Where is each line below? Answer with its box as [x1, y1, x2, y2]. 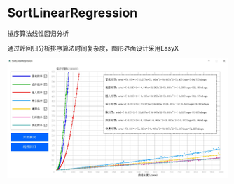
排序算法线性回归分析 [7, 29, 69, 37]
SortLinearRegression [7, 5, 138, 21]
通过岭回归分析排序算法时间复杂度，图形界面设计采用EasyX [7, 44, 179, 52]
